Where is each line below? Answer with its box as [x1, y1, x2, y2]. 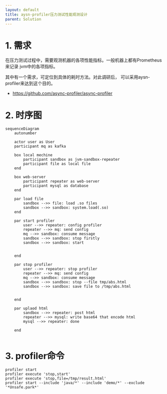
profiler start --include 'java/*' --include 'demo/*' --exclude [5, 380, 144, 385]
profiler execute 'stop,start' [5, 371, 71, 377]
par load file [14, 196, 44, 202]
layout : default [5, 7, 39, 13]
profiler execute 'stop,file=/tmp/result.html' [5, 376, 107, 381]
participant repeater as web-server [23, 179, 100, 184]
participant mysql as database [23, 183, 89, 188]
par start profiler [14, 218, 55, 223]
